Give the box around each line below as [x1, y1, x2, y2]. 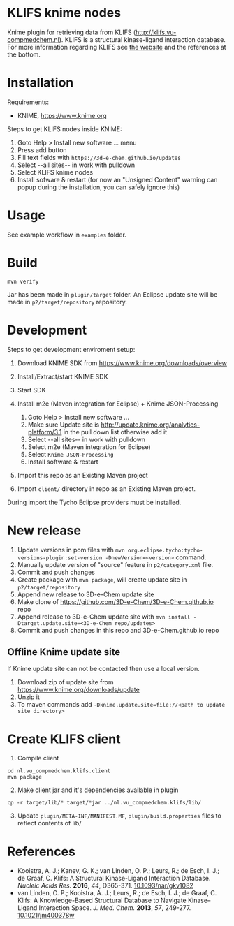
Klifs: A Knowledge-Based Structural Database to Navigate [17, 896, 187, 905]
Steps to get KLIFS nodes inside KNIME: [7, 124, 122, 133]
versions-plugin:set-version [17, 554, 103, 561]
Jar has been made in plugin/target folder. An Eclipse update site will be [7, 290, 218, 298]
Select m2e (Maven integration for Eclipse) [27, 442, 152, 451]
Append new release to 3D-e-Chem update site [17, 590, 155, 598]
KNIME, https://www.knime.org [17, 111, 107, 119]
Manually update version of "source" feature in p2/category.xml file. [17, 560, 214, 568]
